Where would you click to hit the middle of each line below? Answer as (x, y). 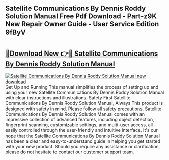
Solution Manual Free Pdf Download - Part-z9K (81, 17)
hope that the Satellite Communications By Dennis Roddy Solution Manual (83, 136)
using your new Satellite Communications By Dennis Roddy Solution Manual (85, 92)
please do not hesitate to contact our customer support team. (70, 152)
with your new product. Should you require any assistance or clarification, (83, 146)
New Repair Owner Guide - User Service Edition (82, 24)
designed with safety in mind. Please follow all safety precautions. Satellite (83, 109)
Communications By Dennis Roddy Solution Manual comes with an (75, 114)
